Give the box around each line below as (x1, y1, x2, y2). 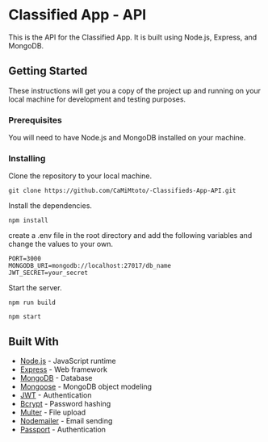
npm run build (8, 298, 57, 307)
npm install (8, 216, 48, 225)
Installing (8, 152, 46, 164)
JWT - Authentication (19, 390, 92, 400)
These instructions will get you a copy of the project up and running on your (8, 85, 261, 95)
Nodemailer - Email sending (19, 416, 113, 426)
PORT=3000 (8, 255, 42, 263)
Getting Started (8, 65, 88, 78)
